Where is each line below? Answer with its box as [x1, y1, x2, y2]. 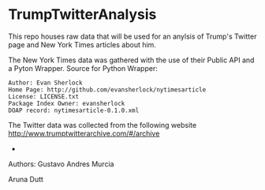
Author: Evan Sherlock [8, 79, 83, 87]
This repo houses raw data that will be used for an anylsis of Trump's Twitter [8, 32, 257, 41]
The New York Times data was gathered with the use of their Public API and [8, 55, 255, 65]
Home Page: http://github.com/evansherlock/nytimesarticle [8, 85, 207, 94]
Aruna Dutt [8, 174, 43, 184]
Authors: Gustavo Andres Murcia [8, 159, 114, 169]
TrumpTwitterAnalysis [8, 6, 157, 24]
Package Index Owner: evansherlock [8, 99, 125, 107]
